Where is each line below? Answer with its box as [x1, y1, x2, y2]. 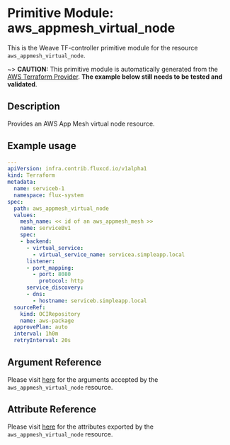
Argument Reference [7, 356, 102, 368]
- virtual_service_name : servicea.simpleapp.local [33, 251, 185, 258]
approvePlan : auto [13, 324, 69, 331]
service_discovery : [25, 284, 84, 292]
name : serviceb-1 [13, 185, 65, 192]
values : [13, 211, 37, 219]
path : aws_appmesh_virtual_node [13, 204, 110, 212]
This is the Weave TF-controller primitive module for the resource [7, 43, 198, 52]
